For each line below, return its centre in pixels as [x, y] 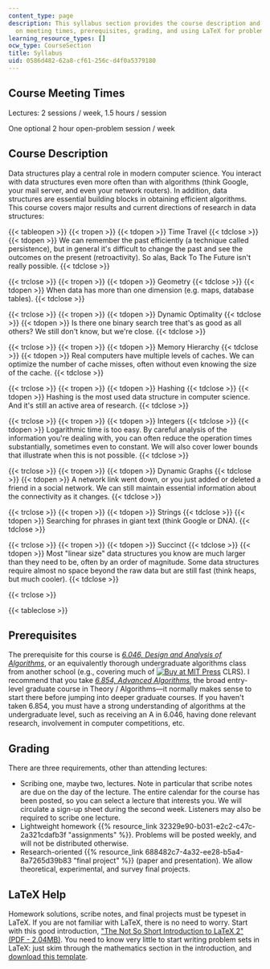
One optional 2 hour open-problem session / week [92, 128]
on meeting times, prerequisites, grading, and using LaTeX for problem [140, 31]
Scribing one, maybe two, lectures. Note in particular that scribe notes [136, 784]
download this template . [48, 956]
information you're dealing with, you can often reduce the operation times [130, 438]
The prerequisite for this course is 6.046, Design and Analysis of [115, 655]
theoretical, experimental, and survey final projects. [105, 869]
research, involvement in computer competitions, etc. [96, 723]
